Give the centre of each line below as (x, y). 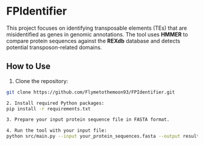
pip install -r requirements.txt (49, 109)
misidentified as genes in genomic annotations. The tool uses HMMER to (97, 34)
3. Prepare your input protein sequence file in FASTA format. (88, 120)
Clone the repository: (42, 81)
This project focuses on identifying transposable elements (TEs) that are (97, 28)
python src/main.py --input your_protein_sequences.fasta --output (93, 137)
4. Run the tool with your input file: (57, 131)
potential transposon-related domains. (54, 47)
